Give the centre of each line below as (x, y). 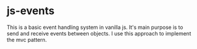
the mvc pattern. (27, 40)
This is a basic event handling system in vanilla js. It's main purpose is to (95, 27)
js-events (31, 11)
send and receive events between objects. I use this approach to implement (99, 33)
